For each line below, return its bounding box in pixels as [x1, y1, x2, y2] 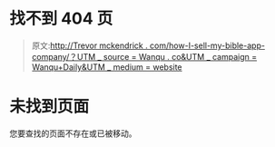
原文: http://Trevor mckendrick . [31, 40, 148, 51]
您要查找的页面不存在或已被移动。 [9, 128, 137, 139]
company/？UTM [31, 51, 96, 62]
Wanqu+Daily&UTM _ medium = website [31, 61, 183, 73]
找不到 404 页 [9, 8, 113, 29]
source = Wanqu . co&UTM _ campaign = [103, 51, 257, 62]
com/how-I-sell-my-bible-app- [149, 40, 266, 51]
